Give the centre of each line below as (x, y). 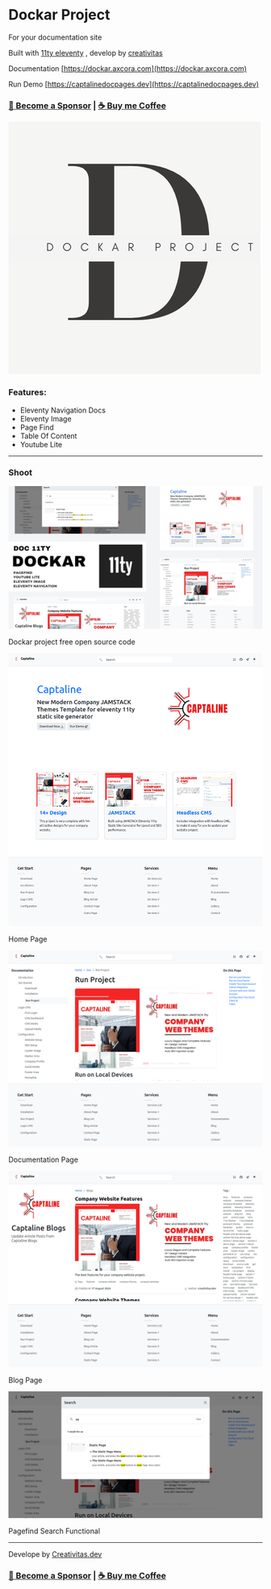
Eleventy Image (46, 418)
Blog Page (25, 1380)
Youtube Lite (41, 444)
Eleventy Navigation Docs (63, 410)
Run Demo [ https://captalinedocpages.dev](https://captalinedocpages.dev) (134, 84)
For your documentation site (55, 37)
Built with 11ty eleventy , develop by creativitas (85, 52)
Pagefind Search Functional (54, 1531)
